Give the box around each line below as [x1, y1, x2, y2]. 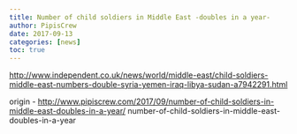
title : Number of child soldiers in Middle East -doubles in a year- [9, 12, 271, 22]
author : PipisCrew [9, 21, 77, 30]
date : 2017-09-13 [9, 29, 73, 38]
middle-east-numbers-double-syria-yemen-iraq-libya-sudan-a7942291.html [9, 79, 288, 90]
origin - [9, 96, 36, 107]
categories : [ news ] [9, 37, 81, 47]
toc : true [9, 46, 46, 55]
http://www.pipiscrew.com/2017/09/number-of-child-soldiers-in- [37, 96, 275, 107]
